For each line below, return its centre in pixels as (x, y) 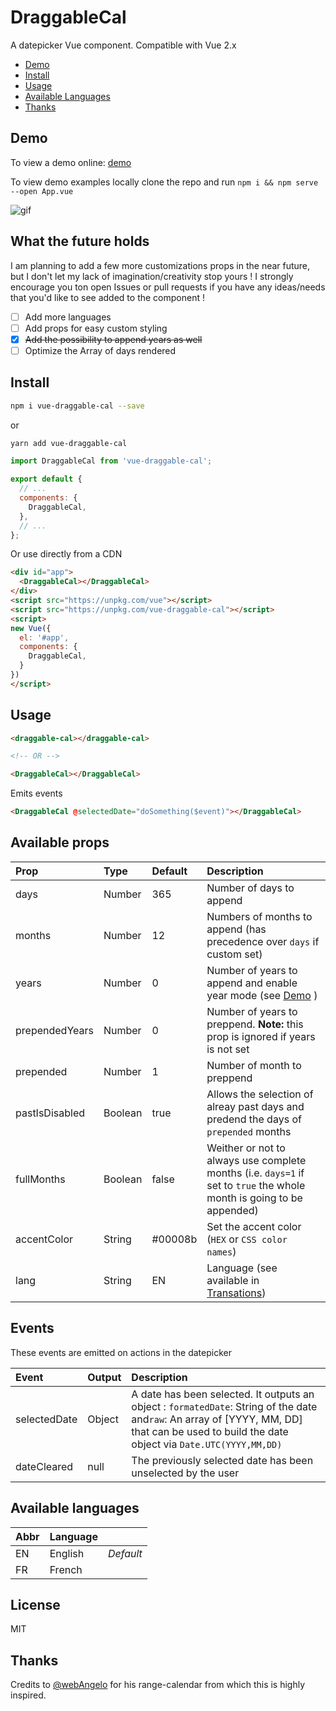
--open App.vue (42, 191)
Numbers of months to (259, 916)
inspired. (28, 1695)
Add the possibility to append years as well (113, 339)
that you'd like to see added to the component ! (107, 297)
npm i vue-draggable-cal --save (77, 406)
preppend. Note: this (255, 1024)
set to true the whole (256, 1185)
